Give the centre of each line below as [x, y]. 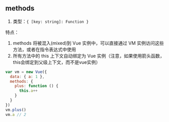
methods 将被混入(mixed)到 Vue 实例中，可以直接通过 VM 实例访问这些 [88, 43]
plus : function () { [36, 86]
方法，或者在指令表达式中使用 [44, 49]
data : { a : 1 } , [27, 77]
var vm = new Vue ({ [26, 72]
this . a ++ [28, 91]
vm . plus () [16, 110]
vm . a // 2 [16, 114]
